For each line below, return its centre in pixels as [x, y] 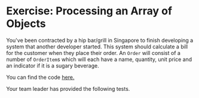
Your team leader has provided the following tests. [68, 88]
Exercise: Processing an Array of [89, 11]
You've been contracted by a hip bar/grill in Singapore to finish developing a [100, 40]
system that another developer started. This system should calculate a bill [97, 47]
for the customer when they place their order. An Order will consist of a [94, 53]
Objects [26, 24]
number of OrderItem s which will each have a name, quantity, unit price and [99, 59]
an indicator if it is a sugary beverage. [53, 65]
